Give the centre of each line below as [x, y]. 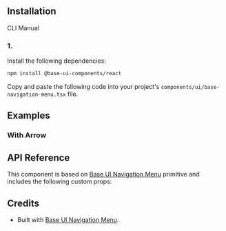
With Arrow [27, 135]
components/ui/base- [191, 87]
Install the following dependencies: [57, 61]
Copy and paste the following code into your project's [83, 86]
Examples [29, 115]
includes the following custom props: [60, 181]
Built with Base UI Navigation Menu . [68, 219]
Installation [32, 11]
